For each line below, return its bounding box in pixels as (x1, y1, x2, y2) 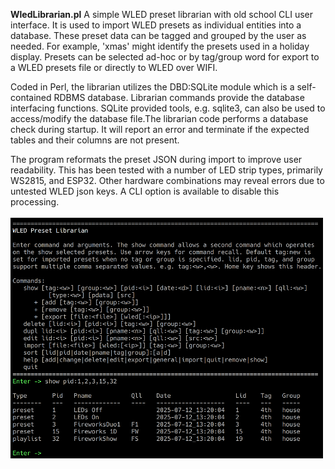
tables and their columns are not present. (10, 134, 180, 146)
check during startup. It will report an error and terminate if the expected (10, 124, 310, 135)
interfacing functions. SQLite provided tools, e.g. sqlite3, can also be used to (10, 102, 326, 114)
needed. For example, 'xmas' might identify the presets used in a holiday (10, 40, 310, 52)
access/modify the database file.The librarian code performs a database (10, 113, 309, 124)
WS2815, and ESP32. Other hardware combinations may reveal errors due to (10, 175, 325, 186)
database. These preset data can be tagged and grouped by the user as (10, 30, 307, 41)
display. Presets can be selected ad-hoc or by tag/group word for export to (10, 51, 320, 63)
